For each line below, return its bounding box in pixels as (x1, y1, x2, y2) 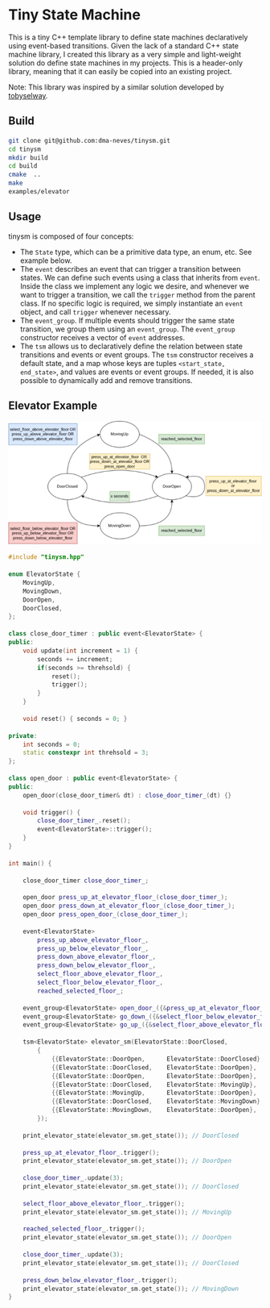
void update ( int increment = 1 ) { (22, 647, 138, 655)
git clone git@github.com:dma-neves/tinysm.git (8, 136, 171, 144)
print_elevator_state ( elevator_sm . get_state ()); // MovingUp (22, 1208, 231, 1216)
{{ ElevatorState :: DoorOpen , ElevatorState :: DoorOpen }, (51, 1072, 257, 1080)
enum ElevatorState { (8, 570, 81, 578)
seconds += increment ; (37, 655, 113, 663)
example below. (19, 256, 72, 265)
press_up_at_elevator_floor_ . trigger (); (22, 1148, 160, 1156)
